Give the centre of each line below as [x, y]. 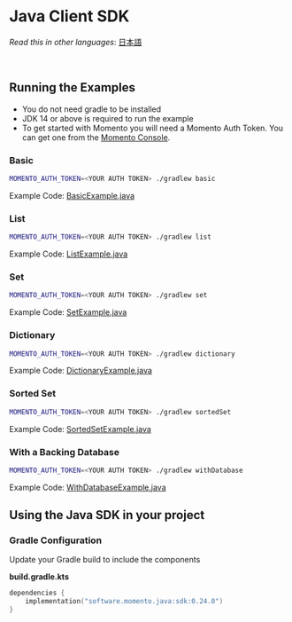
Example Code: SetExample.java [68, 312]
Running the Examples [72, 87]
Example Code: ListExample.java [69, 254]
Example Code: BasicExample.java [72, 195]
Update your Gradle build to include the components [105, 560]
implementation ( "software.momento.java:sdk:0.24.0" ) [124, 602]
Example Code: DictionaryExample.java [81, 371]
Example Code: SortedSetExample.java [81, 429]
